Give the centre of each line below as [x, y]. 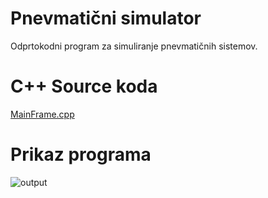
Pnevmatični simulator [106, 18]
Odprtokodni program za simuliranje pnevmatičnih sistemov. [134, 46]
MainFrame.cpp [42, 114]
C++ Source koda [84, 86]
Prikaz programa [81, 154]
